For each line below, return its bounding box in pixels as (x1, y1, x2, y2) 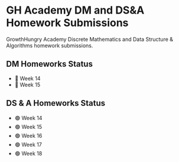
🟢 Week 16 (14, 132, 43, 139)
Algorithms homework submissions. (6, 42, 93, 49)
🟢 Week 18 (14, 150, 43, 157)
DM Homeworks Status (6, 59, 93, 69)
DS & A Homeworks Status (6, 98, 106, 108)
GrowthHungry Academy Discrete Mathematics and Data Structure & (6, 35, 173, 43)
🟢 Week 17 (14, 141, 43, 148)
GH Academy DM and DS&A (6, 4, 145, 17)
